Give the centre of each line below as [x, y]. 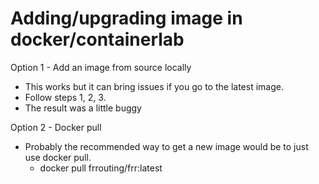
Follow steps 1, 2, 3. [65, 97]
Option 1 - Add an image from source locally [101, 67]
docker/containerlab [97, 39]
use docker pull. [58, 157]
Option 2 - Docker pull [56, 127]
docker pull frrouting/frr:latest [101, 168]
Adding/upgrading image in [126, 18]
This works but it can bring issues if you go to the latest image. [154, 86]
